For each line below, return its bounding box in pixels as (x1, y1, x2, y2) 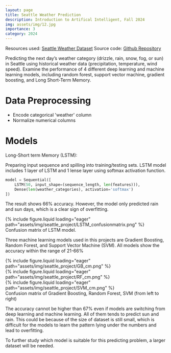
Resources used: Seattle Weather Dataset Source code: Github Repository (5, 46, 162, 51)
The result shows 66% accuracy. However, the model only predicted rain (5, 201, 159, 207)
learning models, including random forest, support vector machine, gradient (5, 72, 165, 77)
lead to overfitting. (5, 327, 44, 334)
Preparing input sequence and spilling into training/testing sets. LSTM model (5, 162, 166, 168)
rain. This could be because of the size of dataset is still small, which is (5, 317, 155, 323)
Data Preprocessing (5, 95, 91, 106)
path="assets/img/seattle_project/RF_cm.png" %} (5, 274, 110, 280)
